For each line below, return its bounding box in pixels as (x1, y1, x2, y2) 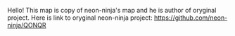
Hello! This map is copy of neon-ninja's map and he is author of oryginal (7, 6, 217, 14)
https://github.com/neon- (153, 13, 228, 22)
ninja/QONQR (7, 21, 46, 29)
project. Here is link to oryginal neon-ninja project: (7, 13, 153, 22)
